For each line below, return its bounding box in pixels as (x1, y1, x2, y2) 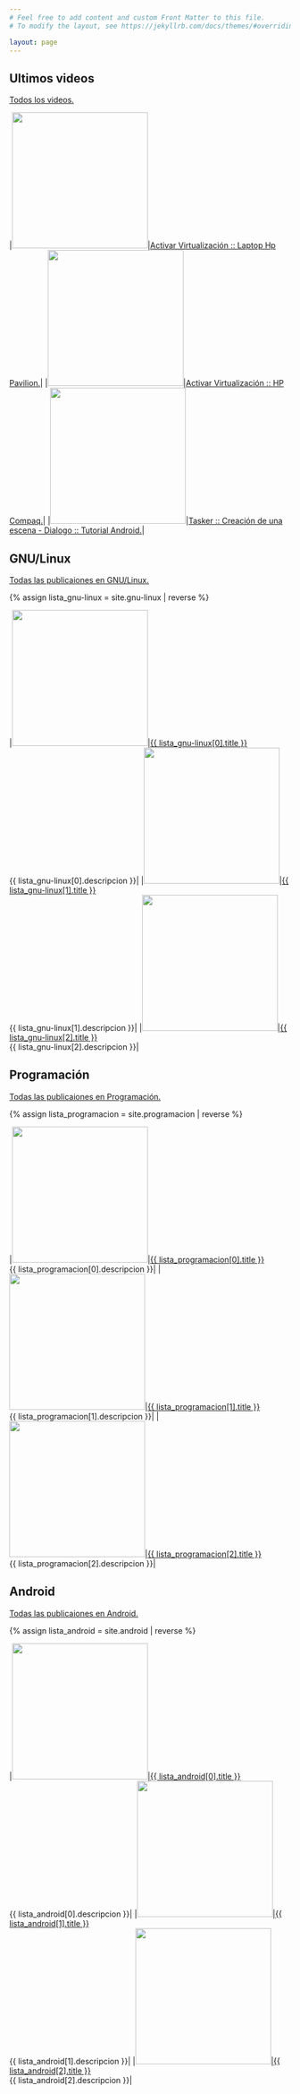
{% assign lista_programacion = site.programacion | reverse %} (9, 1108, 244, 1120)
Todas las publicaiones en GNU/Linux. (9, 575, 149, 585)
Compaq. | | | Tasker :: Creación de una (9, 516, 283, 527)
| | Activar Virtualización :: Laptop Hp (9, 240, 277, 251)
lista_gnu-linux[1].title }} (9, 885, 96, 896)
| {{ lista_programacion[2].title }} (145, 1549, 262, 1559)
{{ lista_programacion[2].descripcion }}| (9, 1558, 156, 1568)
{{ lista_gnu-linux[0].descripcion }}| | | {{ (9, 875, 289, 886)
